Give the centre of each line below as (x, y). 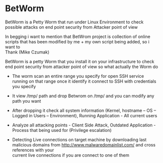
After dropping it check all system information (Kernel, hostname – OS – (84, 110)
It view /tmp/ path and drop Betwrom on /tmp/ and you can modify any (83, 96)
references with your (33, 150)
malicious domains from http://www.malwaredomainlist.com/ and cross (84, 145)
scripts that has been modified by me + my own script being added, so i (77, 41)
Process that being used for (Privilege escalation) (62, 130)
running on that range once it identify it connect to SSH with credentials (84, 81)
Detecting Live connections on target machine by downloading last (79, 140)
